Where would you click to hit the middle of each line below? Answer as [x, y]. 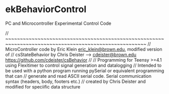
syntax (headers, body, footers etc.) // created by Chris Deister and [76, 81]
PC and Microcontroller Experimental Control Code [58, 23]
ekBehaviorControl [46, 9]
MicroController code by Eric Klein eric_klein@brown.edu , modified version [84, 49]
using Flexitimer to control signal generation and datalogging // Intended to [83, 65]
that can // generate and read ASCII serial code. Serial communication [78, 76]
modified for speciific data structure [43, 86]
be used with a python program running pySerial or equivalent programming [85, 70]
